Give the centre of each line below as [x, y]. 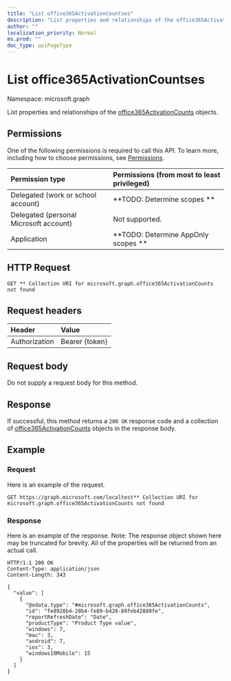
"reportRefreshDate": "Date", [68, 617]
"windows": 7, [46, 629]
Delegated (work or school [54, 195]
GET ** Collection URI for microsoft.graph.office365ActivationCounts [110, 283]
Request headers [45, 311]
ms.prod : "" [24, 39]
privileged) [131, 183]
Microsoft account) [42, 223]
